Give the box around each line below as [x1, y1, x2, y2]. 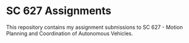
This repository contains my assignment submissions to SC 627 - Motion [6, 24, 183, 31]
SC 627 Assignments [6, 4, 112, 18]
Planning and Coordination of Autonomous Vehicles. [6, 29, 133, 37]
